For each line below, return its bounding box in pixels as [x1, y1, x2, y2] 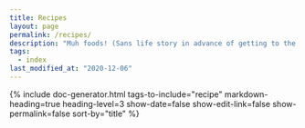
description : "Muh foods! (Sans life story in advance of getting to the [9, 38, 297, 48]
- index [17, 55, 47, 64]
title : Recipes [9, 13, 68, 23]
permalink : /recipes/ [9, 30, 92, 39]
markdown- [224, 88, 268, 100]
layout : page [9, 22, 59, 31]
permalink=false [9, 108, 71, 119]
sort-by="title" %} [72, 108, 140, 119]
